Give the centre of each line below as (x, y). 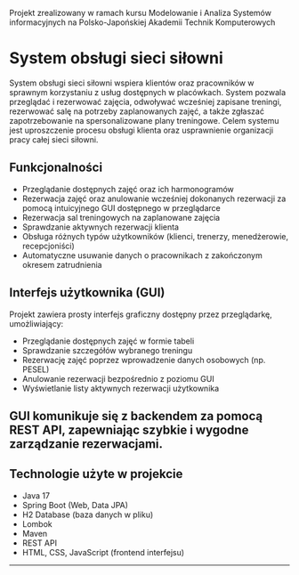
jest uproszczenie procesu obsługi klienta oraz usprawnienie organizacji (141, 130)
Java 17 (36, 495)
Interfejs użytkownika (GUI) (87, 293)
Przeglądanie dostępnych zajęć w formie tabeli (108, 341)
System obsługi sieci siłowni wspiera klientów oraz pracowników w (132, 83)
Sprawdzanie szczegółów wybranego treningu (107, 350)
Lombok (37, 523)
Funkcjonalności (56, 168)
